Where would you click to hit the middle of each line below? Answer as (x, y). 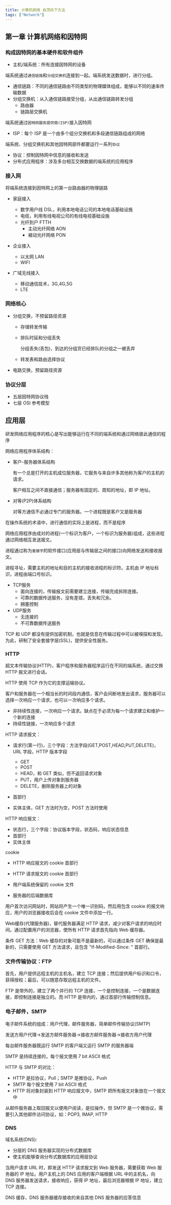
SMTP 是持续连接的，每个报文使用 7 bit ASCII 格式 (58, 1056)
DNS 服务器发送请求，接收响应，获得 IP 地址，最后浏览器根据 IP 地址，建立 (84, 1181)
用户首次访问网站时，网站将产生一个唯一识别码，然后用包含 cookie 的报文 (83, 906)
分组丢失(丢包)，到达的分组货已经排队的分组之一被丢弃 (78, 348)
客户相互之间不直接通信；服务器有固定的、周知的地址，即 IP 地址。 (83, 490)
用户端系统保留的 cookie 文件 (43, 885)
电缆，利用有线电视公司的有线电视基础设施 (65, 216)
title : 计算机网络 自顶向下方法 (35, 10)
